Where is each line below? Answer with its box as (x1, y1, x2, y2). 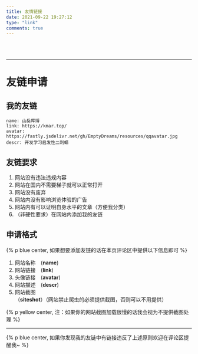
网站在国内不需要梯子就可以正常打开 (14, 181, 103, 189)
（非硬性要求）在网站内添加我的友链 (14, 211, 103, 218)
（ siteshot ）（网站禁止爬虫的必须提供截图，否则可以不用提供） (14, 296, 167, 303)
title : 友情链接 (6, 8, 42, 15)
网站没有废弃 (14, 189, 46, 196)
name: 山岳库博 (6, 118, 40, 124)
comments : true (6, 25, 44, 31)
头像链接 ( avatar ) (14, 274, 61, 281)
